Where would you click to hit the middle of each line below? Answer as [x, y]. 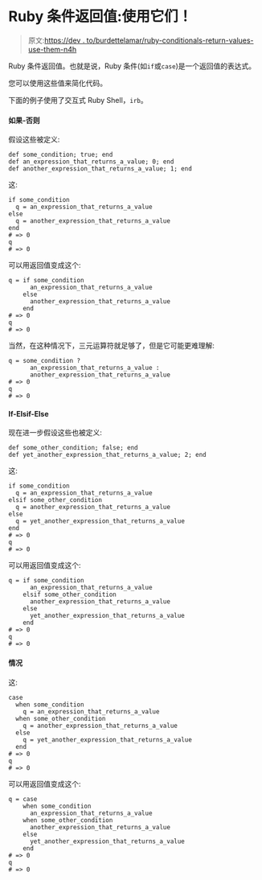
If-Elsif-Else [29, 413]
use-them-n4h [52, 49]
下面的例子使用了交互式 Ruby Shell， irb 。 [78, 100]
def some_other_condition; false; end [73, 448]
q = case [23, 799]
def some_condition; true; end [61, 155]
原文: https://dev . [56, 40]
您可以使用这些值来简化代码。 [57, 83]
